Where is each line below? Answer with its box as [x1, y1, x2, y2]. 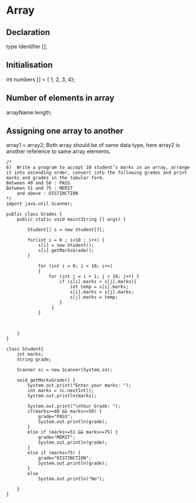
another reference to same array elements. [6, 148, 111, 155]
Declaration [6, 27, 50, 37]
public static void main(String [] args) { [17, 217, 127, 222]
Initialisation [6, 60, 53, 70]
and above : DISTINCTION [17, 190, 78, 196]
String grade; [17, 356, 52, 362]
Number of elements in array [6, 93, 115, 103]
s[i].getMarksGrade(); [37, 247, 94, 254]
